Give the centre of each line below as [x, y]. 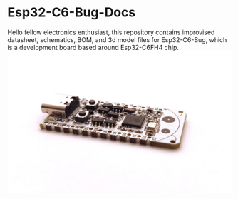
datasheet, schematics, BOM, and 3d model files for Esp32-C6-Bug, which [117, 39]
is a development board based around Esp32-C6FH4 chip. [93, 47]
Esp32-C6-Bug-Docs [72, 12]
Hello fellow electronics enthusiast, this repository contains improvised [111, 32]
